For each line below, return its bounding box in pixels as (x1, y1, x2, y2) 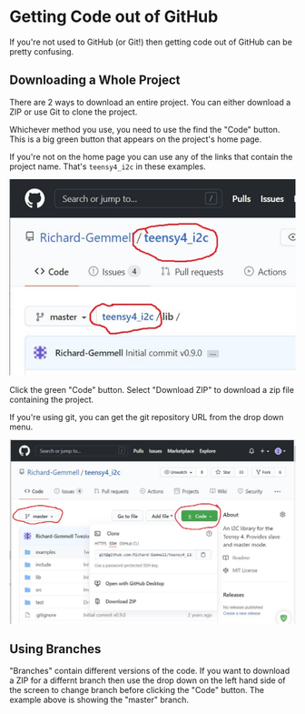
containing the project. (9, 394, 94, 406)
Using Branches (9, 641, 102, 657)
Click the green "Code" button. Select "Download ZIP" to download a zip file (9, 385, 295, 396)
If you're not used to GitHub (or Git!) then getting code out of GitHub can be (9, 36, 293, 47)
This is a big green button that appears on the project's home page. (9, 134, 262, 145)
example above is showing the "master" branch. (9, 694, 189, 706)
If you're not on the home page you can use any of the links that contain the (9, 151, 293, 162)
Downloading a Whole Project (9, 73, 181, 88)
